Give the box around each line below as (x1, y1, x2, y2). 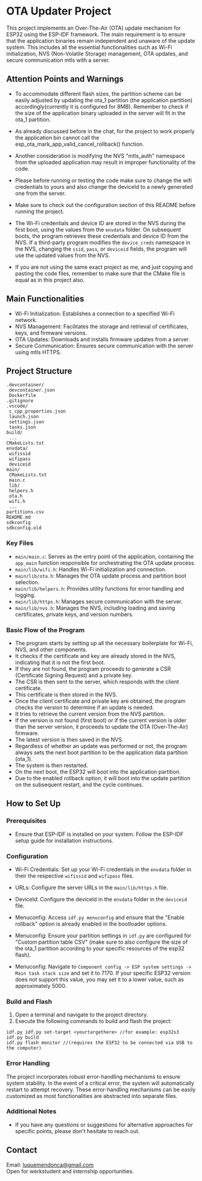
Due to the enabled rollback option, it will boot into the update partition (14, 774, 191, 781)
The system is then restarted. (14, 762, 89, 769)
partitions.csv (6, 509, 45, 515)
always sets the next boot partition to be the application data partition (14, 749, 188, 756)
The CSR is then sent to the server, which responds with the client (14, 678, 180, 685)
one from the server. (14, 189, 66, 197)
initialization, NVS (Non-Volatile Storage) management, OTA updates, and (6, 50, 188, 57)
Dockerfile (8, 392, 36, 399)
